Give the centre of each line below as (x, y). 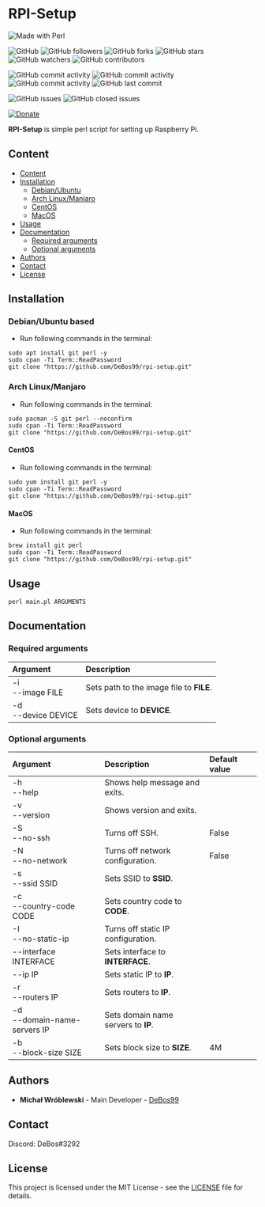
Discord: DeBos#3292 (44, 1144)
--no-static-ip (41, 939)
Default (224, 759)
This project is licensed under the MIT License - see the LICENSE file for (125, 1187)
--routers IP (35, 996)
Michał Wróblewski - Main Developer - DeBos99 (99, 1099)
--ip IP (26, 974)
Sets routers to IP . (138, 992)
